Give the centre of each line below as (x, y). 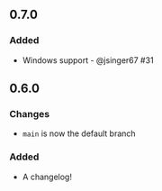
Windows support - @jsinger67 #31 (88, 60)
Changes (30, 114)
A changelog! (47, 177)
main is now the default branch (79, 133)
